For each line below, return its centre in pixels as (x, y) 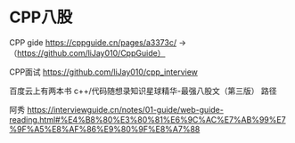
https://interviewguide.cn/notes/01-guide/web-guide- (125, 109)
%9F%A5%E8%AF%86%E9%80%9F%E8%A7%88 (105, 129)
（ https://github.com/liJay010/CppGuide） (87, 52)
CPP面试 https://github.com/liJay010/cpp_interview (104, 72)
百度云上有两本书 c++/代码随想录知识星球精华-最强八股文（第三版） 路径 (143, 91)
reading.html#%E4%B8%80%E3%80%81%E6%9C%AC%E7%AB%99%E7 (148, 119)
